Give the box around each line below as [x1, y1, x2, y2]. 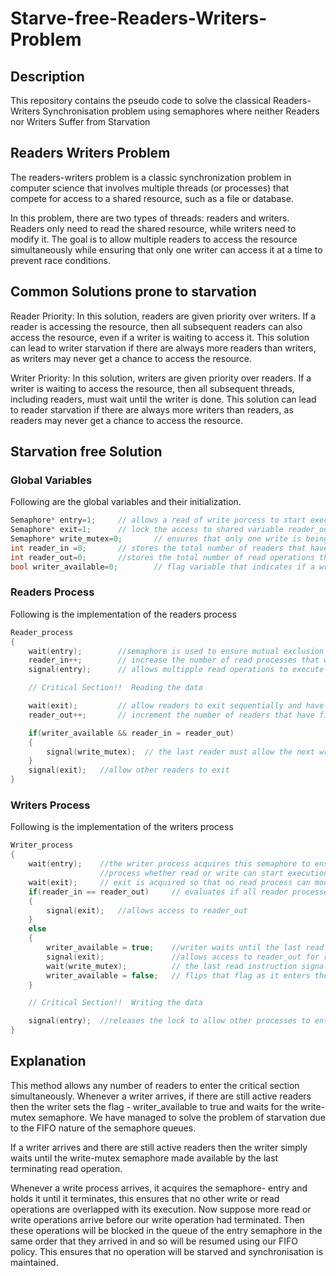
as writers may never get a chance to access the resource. [10, 352, 253, 364]
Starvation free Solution [10, 443, 163, 461]
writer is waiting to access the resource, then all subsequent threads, [10, 382, 295, 394]
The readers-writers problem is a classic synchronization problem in [10, 171, 292, 183]
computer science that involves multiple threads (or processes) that [10, 182, 290, 194]
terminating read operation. [10, 1162, 123, 1174]
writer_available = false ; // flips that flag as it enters [46, 970, 311, 981]
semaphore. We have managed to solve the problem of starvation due [38, 1111, 326, 1123]
